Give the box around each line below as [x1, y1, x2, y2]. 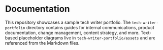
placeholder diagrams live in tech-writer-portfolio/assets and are [19, 35, 156, 41]
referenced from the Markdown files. [5, 40, 80, 46]
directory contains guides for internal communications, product [26, 24, 155, 30]
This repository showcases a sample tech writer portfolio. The [5, 19, 131, 25]
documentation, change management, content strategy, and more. [5, 30, 140, 35]
